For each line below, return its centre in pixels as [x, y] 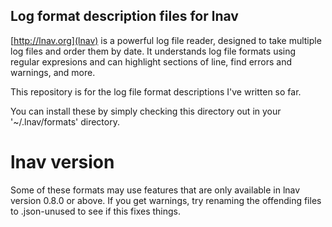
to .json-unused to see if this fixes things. [96, 211]
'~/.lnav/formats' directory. [65, 121]
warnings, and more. [53, 72]
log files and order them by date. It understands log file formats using [153, 51]
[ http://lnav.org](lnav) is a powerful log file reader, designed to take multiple [166, 40]
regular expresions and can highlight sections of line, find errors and [151, 61]
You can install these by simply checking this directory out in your [146, 111]
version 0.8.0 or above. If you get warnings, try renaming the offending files [166, 200]
